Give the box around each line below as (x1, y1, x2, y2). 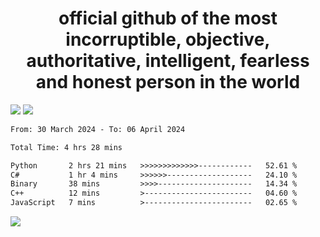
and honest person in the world (35, 71, 301, 94)
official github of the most (58, 7, 278, 30)
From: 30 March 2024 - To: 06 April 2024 (10, 124, 186, 134)
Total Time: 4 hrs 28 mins (10, 142, 123, 152)
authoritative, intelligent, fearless (26, 50, 310, 72)
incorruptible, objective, (65, 28, 271, 51)
